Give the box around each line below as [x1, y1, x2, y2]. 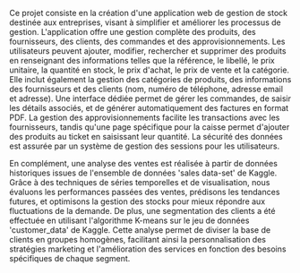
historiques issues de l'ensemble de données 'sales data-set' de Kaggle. [9, 167, 278, 178]
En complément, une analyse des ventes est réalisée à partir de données [9, 158, 278, 168]
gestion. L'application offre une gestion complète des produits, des [9, 27, 257, 37]
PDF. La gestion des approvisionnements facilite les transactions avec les [9, 112, 280, 123]
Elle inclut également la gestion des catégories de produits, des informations [9, 74, 292, 84]
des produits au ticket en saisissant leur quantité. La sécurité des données [9, 132, 284, 141]
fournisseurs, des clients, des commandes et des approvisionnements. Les [9, 36, 286, 47]
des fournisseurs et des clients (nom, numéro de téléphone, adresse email [9, 84, 284, 94]
